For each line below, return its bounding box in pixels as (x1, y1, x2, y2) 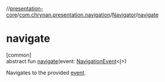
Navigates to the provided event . (6, 69, 86, 76)
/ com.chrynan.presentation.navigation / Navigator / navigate (17, 11, 159, 18)
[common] (6, 51, 31, 58)
